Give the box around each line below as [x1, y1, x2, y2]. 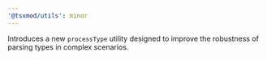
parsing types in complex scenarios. [7, 42, 129, 52]
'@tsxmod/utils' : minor [7, 11, 88, 20]
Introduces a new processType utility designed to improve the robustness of [7, 34, 259, 43]
